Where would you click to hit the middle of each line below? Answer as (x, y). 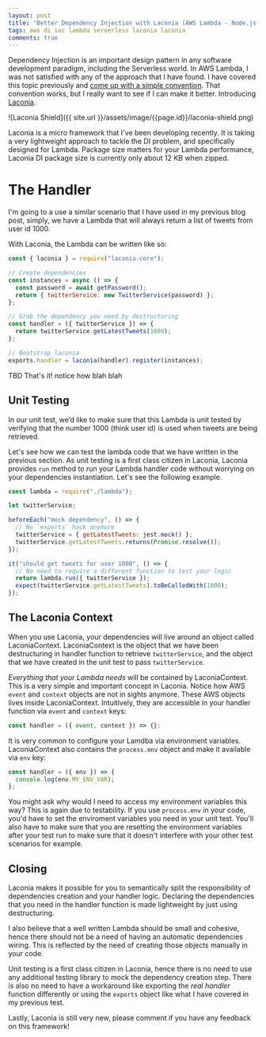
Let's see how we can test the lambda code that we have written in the (123, 451)
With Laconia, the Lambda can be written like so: (88, 244)
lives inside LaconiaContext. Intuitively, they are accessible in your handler (129, 702)
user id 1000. (29, 229)
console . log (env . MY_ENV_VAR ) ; (65, 779)
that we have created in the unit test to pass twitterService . (106, 662)
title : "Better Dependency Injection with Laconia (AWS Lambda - (118, 23)
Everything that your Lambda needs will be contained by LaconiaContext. (128, 677)
